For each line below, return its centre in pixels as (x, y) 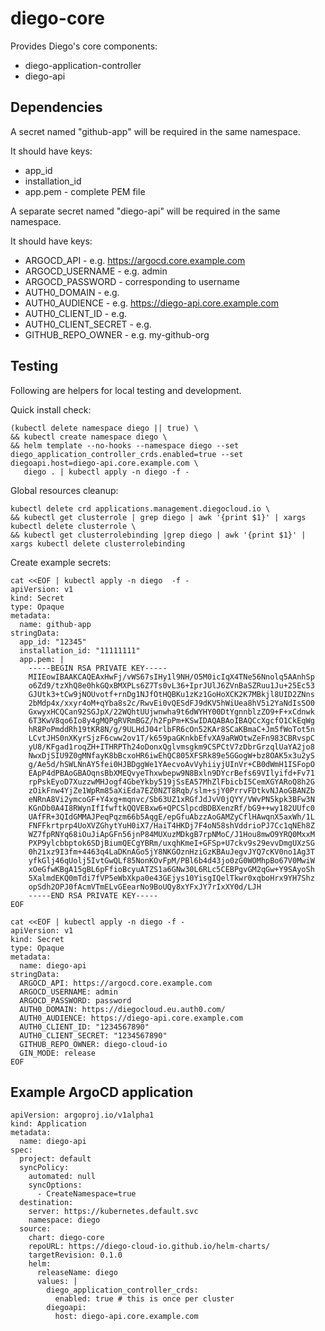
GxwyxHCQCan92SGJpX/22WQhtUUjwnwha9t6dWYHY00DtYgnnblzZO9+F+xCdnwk (171, 712)
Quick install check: (51, 409)
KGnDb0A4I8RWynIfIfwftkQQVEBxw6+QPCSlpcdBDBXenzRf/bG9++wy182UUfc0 (171, 808)
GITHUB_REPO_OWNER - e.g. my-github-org (117, 334)
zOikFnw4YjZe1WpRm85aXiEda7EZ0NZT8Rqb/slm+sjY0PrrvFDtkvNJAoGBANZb (171, 790)
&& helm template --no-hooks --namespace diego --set (125, 445)
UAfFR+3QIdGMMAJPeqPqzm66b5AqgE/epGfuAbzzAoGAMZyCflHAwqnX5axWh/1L (171, 817)
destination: (46, 1203)
